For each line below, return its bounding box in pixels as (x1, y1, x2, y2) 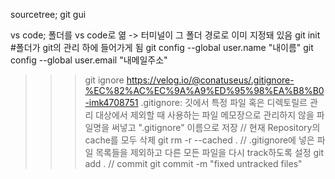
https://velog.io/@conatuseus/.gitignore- (126, 74, 295, 86)
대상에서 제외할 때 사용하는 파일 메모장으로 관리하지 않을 (95, 109, 315, 121)
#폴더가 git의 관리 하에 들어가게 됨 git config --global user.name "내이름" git (10, 42, 314, 53)
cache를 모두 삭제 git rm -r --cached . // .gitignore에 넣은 (84, 134, 315, 146)
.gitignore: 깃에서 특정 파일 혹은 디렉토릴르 (140, 97, 308, 108)
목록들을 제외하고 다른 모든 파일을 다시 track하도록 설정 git (95, 147, 325, 158)
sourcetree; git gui (10, 9, 87, 20)
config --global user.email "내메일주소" (10, 54, 168, 66)
